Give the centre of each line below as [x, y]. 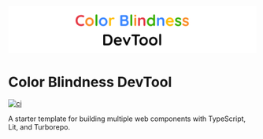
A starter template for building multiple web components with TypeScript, [127, 119]
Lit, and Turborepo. [39, 127]
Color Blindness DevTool [90, 82]
